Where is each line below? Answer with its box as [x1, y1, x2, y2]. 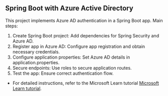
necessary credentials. [12, 49, 60, 55]
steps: [5, 23, 18, 29]
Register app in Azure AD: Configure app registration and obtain [12, 43, 145, 50]
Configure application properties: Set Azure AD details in [12, 54, 130, 60]
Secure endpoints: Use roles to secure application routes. [12, 65, 132, 71]
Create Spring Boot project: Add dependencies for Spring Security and [12, 32, 159, 38]
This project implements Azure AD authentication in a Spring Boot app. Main [5, 17, 163, 23]
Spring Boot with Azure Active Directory [5, 4, 133, 13]
